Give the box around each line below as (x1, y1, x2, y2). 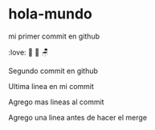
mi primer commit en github (8, 31, 100, 41)
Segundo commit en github (8, 66, 99, 75)
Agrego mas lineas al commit (8, 97, 104, 107)
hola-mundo (8, 5, 92, 23)
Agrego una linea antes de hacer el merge (8, 112, 147, 122)
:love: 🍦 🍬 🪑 (8, 47, 49, 57)
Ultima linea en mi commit (8, 81, 95, 91)
